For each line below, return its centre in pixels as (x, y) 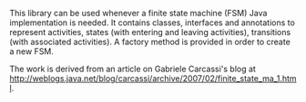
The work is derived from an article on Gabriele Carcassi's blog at (133, 69)
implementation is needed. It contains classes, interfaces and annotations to (153, 23)
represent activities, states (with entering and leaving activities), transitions (150, 32)
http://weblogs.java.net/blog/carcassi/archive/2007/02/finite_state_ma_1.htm (153, 79)
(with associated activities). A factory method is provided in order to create (150, 42)
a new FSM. (32, 51)
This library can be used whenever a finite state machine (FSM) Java (138, 13)
